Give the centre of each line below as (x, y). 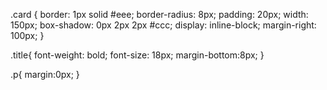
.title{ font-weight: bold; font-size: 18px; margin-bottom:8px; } (137, 55)
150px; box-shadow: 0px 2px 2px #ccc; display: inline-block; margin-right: (163, 25)
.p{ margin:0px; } (45, 74)
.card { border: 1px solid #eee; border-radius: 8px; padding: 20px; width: (159, 14)
